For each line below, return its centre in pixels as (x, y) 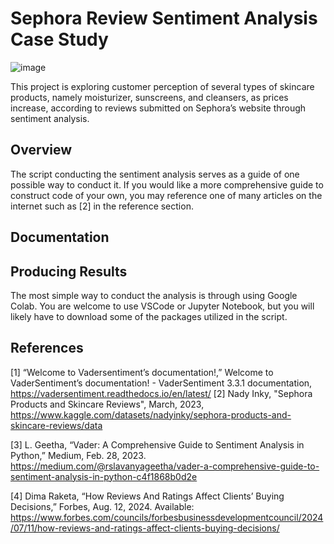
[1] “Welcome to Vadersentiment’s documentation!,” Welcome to (142, 372)
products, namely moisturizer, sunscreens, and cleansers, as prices (149, 97)
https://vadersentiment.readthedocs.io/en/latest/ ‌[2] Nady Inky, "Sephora (161, 393)
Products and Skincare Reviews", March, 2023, (107, 404)
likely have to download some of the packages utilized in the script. (149, 316)
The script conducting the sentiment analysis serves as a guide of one (155, 174)
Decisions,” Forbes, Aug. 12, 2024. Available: (102, 506)
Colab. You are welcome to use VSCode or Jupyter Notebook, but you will (162, 306)
